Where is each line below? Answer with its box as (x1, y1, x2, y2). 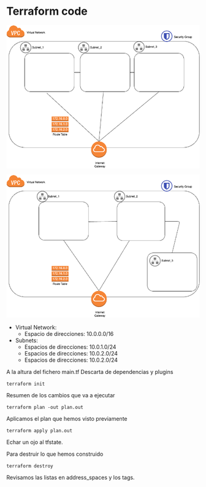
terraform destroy (6, 463, 53, 469)
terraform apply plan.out (6, 428, 72, 434)
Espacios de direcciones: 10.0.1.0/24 (24, 343, 116, 351)
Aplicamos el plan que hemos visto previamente (6, 415, 128, 423)
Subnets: (15, 337, 38, 345)
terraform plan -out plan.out (6, 404, 84, 411)
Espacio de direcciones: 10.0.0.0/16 (24, 330, 114, 338)
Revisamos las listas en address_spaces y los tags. (6, 474, 135, 481)
